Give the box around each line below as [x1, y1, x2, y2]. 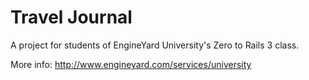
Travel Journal [10, 6, 133, 29]
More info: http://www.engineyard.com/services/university [10, 58, 252, 70]
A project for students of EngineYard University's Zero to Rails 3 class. [10, 39, 300, 51]
